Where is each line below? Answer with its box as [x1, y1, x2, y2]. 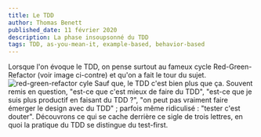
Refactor [8, 70, 36, 80]
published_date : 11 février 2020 [8, 26, 118, 34]
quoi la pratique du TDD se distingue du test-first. [8, 121, 169, 130]
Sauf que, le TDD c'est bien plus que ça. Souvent [94, 79, 253, 88]
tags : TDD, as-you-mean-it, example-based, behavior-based [8, 41, 205, 49]
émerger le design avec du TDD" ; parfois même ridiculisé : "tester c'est [8, 103, 241, 114]
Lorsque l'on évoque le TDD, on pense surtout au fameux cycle [8, 62, 212, 71]
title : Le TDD [8, 11, 55, 20]
